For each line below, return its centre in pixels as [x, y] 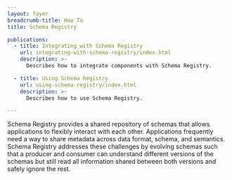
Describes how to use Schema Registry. [84, 98]
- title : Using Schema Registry [61, 78]
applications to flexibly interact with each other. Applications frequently [110, 131]
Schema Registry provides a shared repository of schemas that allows [109, 124]
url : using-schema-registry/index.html [78, 85]
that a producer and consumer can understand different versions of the [111, 154]
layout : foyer [28, 14]
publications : [28, 39]
